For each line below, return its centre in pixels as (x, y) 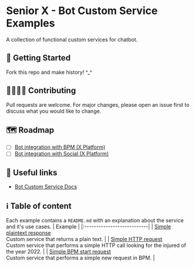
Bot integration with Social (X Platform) (62, 154)
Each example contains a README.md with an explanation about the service (95, 221)
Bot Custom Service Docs (46, 187)
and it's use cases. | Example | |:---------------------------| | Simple (89, 227)
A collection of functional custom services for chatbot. (72, 39)
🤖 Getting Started (38, 58)
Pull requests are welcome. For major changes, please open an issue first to (98, 104)
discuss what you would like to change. (54, 111)
